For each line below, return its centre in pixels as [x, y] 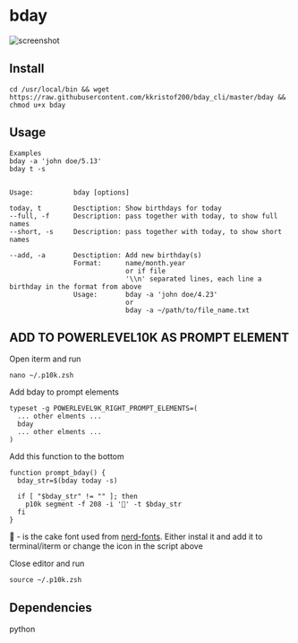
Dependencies [51, 608]
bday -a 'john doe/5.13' [55, 161]
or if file [145, 271]
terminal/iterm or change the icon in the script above [106, 546]
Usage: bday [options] [69, 192]
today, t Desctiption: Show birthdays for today [115, 208]
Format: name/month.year [129, 263]
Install [27, 69]
